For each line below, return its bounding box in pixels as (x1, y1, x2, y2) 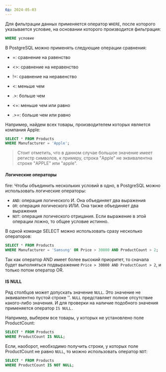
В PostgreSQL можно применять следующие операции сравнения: (5, 45, 147, 51)
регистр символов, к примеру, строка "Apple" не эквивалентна (17, 155, 153, 161)
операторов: (5, 233, 32, 239)
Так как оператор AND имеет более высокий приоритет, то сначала (5, 257, 149, 263)
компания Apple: (5, 127, 41, 133)
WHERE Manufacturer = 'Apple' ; (5, 141, 70, 146)
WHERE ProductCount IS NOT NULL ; (5, 363, 74, 368)
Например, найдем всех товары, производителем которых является (5, 121, 151, 127)
